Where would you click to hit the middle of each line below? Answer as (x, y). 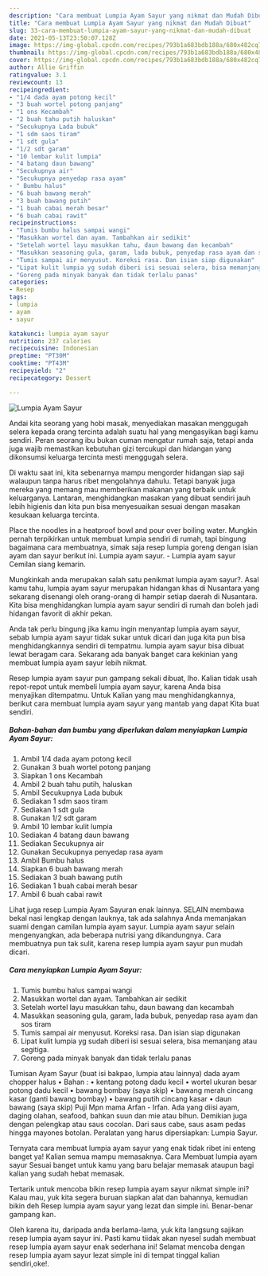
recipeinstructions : (43, 223)
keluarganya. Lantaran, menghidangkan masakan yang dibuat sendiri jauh (130, 498)
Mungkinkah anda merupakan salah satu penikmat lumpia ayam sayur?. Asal (134, 579)
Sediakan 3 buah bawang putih (71, 877)
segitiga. (35, 1049)
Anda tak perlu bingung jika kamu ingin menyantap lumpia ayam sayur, (125, 628)
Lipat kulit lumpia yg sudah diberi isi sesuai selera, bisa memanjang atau (139, 1041)
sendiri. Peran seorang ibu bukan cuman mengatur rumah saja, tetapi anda (131, 440)
